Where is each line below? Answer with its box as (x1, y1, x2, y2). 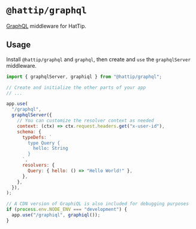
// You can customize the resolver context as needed (17, 117, 154, 123)
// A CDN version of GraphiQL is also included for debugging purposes (6, 201, 189, 207)
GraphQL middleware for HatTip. (6, 22, 87, 29)
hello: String (32, 146, 68, 152)
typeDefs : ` (22, 134, 52, 140)
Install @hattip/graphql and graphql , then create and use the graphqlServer (6, 56, 191, 63)
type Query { (28, 140, 61, 146)
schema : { (17, 128, 42, 135)
